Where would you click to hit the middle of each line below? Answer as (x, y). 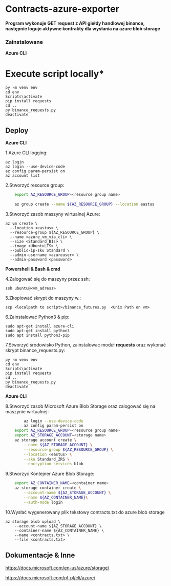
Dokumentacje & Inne (40, 555)
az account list (23, 175)
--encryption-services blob (54, 464)
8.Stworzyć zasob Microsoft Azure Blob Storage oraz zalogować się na (80, 406)
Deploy (17, 130)
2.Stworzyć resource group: (35, 185)
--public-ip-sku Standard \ (40, 250)
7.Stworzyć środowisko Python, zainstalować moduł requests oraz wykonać (86, 344)
